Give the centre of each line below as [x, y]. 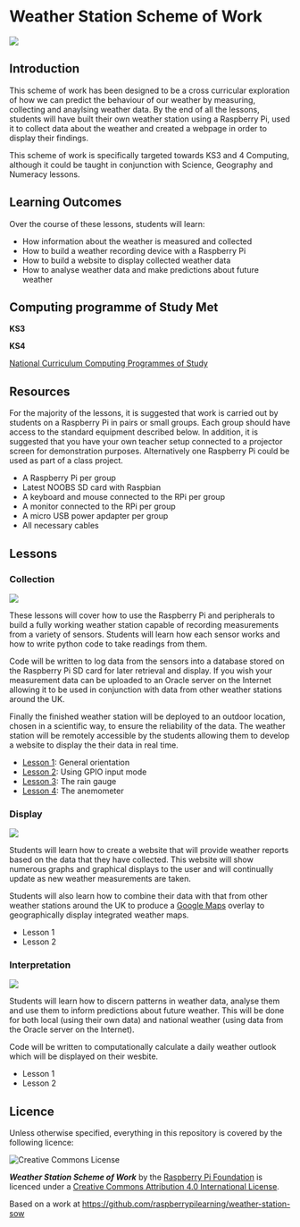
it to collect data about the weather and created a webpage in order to [138, 128]
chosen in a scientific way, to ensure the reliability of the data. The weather [147, 725]
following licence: [42, 1143]
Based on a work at [45, 1204]
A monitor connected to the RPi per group [99, 506]
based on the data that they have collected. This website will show [132, 859]
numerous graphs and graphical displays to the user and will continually [142, 869]
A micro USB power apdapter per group [95, 516]
